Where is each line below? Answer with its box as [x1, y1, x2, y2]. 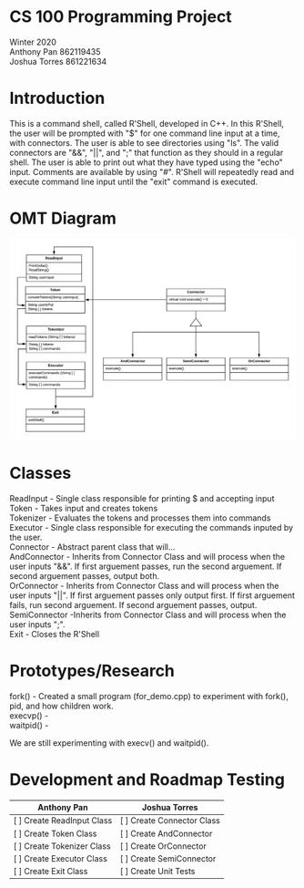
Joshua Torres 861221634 [9, 56, 107, 67]
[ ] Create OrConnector [119, 841, 207, 852]
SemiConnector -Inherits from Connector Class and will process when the [9, 609, 287, 620]
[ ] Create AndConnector [119, 828, 213, 839]
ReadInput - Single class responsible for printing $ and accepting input [9, 492, 275, 503]
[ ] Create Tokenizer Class [13, 841, 111, 852]
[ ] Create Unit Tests [119, 866, 196, 877]
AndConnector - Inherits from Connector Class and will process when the [9, 551, 285, 562]
